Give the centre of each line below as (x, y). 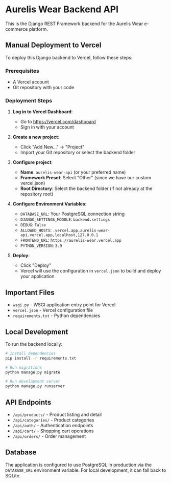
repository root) (37, 194)
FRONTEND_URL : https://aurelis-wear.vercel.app (71, 240)
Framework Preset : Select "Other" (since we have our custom (86, 178)
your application (37, 276)
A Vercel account (31, 82)
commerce (17, 29)
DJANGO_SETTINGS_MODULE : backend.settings (65, 219)
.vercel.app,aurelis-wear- (81, 231)
